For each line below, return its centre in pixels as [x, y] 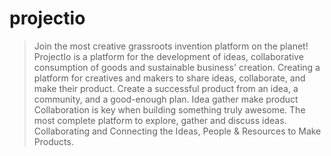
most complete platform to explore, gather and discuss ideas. [160, 120]
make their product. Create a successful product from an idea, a [166, 88]
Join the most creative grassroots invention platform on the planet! [171, 46]
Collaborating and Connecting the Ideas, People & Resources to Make [177, 131]
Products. [53, 141]
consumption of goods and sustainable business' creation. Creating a [177, 67]
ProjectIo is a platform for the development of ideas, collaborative [168, 56]
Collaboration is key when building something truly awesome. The [169, 109]
